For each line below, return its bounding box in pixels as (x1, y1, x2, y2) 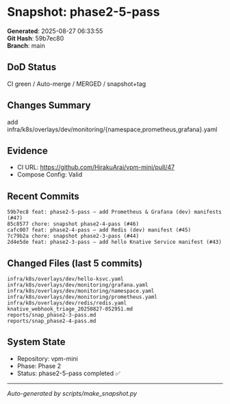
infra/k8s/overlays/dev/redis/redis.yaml (7, 300, 127, 306)
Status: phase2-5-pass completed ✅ (16, 369, 121, 377)
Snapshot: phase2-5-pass (7, 4, 160, 20)
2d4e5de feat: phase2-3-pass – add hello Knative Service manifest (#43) (7, 238, 222, 246)
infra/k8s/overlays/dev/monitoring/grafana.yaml (7, 282, 149, 289)
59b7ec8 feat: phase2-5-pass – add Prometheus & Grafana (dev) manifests (7, 209, 222, 216)
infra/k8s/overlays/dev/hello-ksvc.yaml (7, 276, 125, 282)
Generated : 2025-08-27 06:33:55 (7, 27, 103, 35)
